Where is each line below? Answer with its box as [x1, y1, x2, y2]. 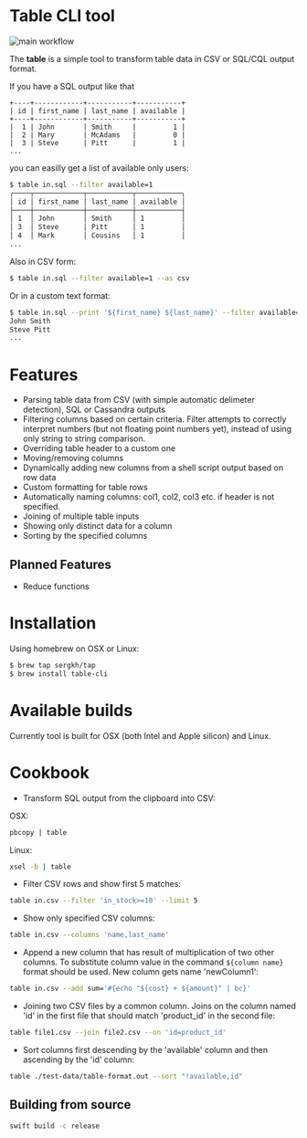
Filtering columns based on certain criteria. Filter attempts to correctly [22, 414, 287, 425]
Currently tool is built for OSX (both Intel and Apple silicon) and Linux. [9, 730, 271, 741]
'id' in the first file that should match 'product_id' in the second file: [22, 1010, 276, 1021]
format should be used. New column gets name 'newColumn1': [22, 966, 259, 977]
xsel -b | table [9, 862, 71, 871]
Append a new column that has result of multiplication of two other [22, 947, 275, 958]
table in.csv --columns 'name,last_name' [9, 931, 170, 940]
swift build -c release [9, 1121, 101, 1131]
